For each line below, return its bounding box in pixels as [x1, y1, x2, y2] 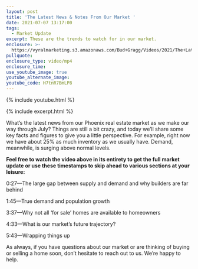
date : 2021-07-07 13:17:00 [6, 20, 72, 25]
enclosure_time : [6, 63, 46, 70]
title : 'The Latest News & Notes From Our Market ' [6, 14, 136, 20]
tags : [6, 25, 19, 31]
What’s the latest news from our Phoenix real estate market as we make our [6, 119, 190, 126]
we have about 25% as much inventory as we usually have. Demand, [6, 138, 173, 145]
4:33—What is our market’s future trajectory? [6, 221, 116, 228]
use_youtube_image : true [6, 69, 67, 75]
